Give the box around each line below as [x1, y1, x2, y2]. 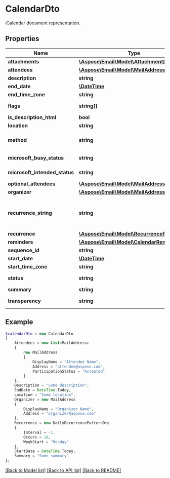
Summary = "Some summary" [14, 454, 69, 459]
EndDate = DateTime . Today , [14, 388, 71, 393]
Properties [5, 34, 39, 43]
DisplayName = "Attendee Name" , [32, 359, 101, 365]
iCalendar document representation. [5, 20, 81, 26]
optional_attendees [8, 180, 56, 187]
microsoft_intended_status [8, 169, 74, 176]
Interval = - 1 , [23, 430, 56, 435]
